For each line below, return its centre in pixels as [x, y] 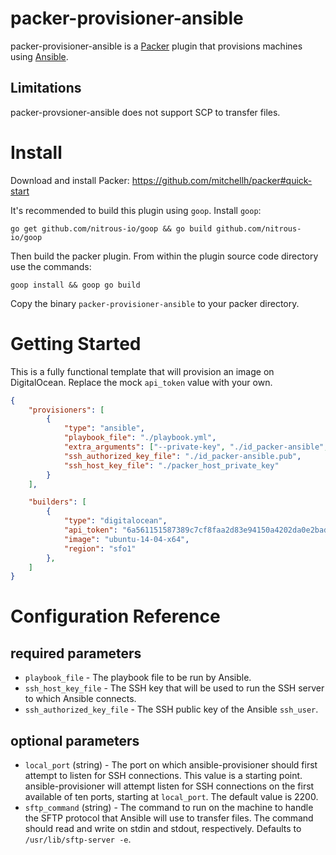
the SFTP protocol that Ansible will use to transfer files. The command [169, 818]
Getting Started [76, 343]
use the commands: [51, 266]
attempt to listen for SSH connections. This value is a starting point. [163, 776]
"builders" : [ [57, 502]
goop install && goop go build [75, 285]
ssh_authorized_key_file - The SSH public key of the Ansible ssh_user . [171, 709]
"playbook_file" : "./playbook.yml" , [140, 438]
